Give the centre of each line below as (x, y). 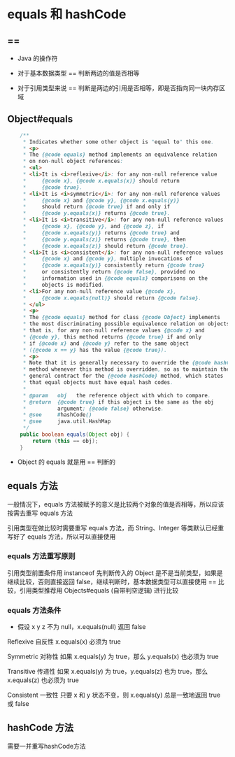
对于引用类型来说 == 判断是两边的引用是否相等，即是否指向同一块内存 (118, 88)
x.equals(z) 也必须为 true (43, 680)
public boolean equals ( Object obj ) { (75, 434)
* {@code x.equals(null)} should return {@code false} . (112, 298)
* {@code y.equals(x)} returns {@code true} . (97, 213)
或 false (18, 704)
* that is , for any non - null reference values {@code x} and (114, 331)
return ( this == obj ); (65, 441)
